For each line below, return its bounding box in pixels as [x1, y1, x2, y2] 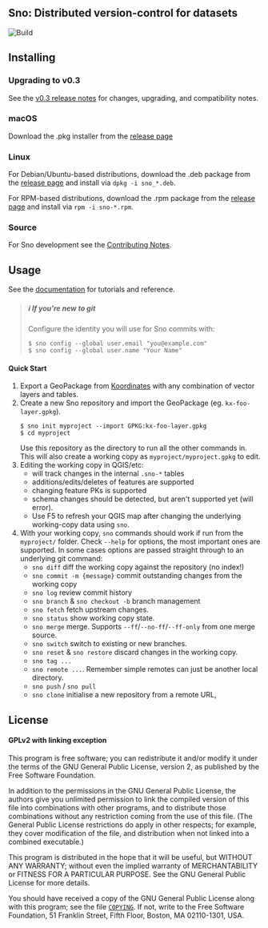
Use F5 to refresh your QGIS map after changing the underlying [31, 512, 242, 521]
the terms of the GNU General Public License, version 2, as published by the [8, 761, 260, 771]
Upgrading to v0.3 [8, 75, 81, 86]
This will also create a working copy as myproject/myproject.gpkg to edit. [19, 452, 261, 461]
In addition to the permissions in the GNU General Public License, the [8, 785, 236, 795]
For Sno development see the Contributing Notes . [8, 240, 172, 250]
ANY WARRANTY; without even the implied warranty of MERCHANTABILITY [8, 861, 258, 870]
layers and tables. [19, 390, 78, 400]
